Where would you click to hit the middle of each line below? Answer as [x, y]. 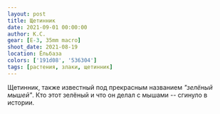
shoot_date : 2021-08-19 [43, 47]
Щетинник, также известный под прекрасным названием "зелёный [110, 87]
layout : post [27, 14]
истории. [21, 102]
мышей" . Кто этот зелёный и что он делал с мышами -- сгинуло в [108, 95]
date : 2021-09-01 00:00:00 [47, 27]
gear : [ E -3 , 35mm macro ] [44, 41]
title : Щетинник [31, 21]
